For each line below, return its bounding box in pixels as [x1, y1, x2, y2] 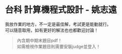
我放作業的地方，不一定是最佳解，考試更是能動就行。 [5, 21, 111, 27]
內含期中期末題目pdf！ [16, 37, 62, 43]
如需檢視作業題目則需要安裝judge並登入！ [16, 43, 101, 49]
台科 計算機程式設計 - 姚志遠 [5, 4, 117, 15]
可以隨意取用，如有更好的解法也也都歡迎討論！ [5, 27, 98, 33]
